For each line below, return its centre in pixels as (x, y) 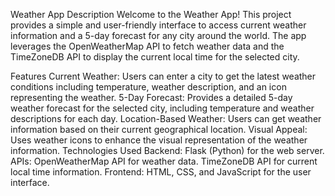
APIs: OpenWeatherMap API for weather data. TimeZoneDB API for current (164, 161)
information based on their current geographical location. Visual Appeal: (159, 129)
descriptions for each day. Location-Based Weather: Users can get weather (166, 118)
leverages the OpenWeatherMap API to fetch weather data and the (147, 46)
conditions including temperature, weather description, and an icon (148, 87)
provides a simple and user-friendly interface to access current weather (158, 25)
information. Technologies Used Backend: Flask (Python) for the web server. (167, 150)
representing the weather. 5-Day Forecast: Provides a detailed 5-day (151, 97)
